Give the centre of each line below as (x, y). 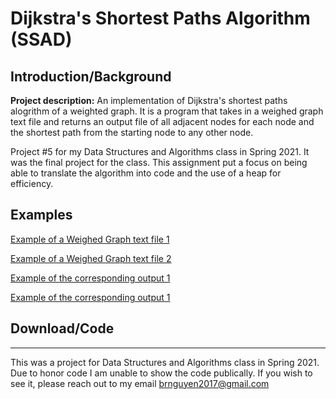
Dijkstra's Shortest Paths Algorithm (160, 18)
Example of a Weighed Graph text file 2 (91, 258)
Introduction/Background (91, 76)
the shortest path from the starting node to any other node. (132, 132)
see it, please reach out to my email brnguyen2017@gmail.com (140, 383)
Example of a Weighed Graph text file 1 (90, 239)
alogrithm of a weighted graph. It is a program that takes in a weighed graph (167, 111)
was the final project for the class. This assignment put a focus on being (159, 162)
